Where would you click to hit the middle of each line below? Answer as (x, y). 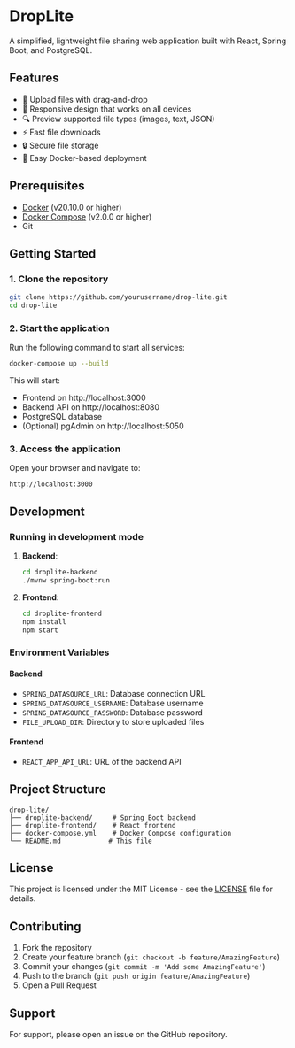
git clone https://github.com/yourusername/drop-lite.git (118, 297)
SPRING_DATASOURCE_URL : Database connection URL (113, 693)
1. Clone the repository (59, 279)
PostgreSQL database (62, 417)
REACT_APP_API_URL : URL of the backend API (101, 761)
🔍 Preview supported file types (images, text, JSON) (118, 119)
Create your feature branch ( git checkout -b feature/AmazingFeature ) (151, 957)
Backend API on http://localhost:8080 (90, 407)
